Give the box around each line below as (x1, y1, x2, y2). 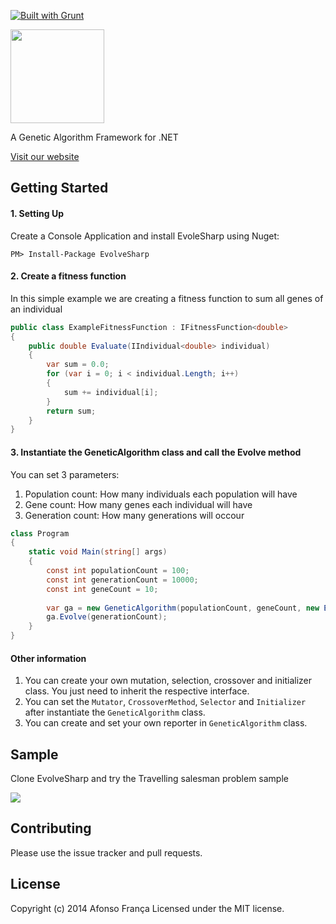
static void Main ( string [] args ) (28, 547, 168, 557)
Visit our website (10, 151, 80, 162)
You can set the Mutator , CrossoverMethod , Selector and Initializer (24, 696, 307, 708)
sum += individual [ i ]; (63, 387, 159, 397)
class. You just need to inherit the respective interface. (24, 685, 250, 697)
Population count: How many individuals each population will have (24, 488, 298, 500)
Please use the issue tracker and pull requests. (10, 846, 203, 859)
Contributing (10, 820, 92, 837)
